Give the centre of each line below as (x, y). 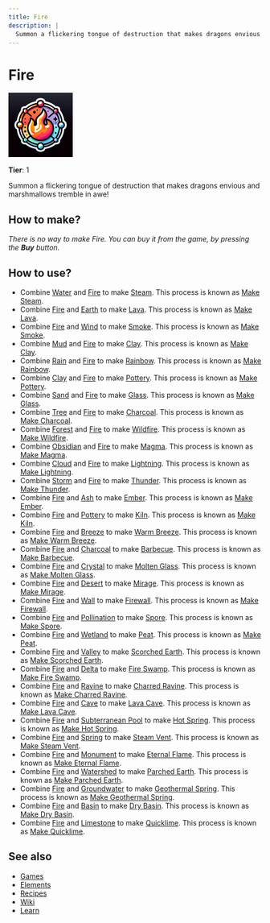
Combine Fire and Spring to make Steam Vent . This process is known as (139, 737)
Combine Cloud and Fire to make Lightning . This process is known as (135, 463)
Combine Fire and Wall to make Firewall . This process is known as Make (139, 600)
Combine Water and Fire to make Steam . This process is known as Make (140, 292)
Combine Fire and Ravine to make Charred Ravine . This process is (129, 685)
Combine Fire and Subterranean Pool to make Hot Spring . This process (137, 720)
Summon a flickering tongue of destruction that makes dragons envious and (134, 186)
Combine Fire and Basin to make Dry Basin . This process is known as (134, 805)
